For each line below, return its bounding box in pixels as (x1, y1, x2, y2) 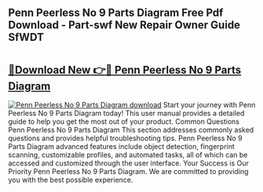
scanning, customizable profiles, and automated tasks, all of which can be (8, 150, 248, 159)
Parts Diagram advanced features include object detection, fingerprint (8, 142, 236, 151)
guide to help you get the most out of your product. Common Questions (8, 117, 239, 126)
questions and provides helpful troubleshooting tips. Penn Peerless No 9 (8, 133, 243, 143)
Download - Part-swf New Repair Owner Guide (8, 19, 241, 32)
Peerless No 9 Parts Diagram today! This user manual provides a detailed (8, 109, 245, 118)
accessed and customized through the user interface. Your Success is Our (8, 158, 249, 168)
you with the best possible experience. (8, 176, 133, 184)
